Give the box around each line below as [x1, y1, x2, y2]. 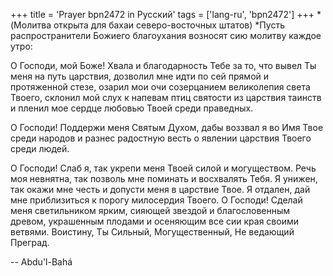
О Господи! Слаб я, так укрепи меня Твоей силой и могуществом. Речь [10, 162, 317, 174]
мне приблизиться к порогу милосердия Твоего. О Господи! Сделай [10, 194, 303, 206]
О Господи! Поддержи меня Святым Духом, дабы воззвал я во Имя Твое [10, 122, 324, 133]
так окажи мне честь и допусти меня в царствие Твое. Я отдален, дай [10, 184, 311, 195]
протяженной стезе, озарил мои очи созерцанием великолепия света [10, 81, 311, 93]
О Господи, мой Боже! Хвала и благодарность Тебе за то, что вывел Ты [10, 60, 317, 71]
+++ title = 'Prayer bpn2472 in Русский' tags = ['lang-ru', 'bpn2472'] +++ [10, 9, 315, 20]
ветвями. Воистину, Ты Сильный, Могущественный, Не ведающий [10, 226, 295, 238]
